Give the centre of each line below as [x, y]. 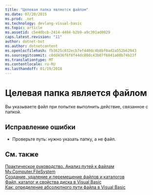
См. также [22, 155]
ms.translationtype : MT [29, 60]
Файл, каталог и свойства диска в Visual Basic [53, 182]
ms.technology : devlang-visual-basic [44, 23]
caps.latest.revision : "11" [34, 37]
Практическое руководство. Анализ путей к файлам [60, 166]
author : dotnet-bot [25, 42]
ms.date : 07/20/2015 [26, 14]
